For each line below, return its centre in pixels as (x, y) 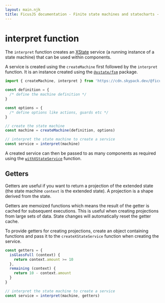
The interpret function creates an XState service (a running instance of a (80, 52)
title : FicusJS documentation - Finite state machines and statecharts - (82, 14)
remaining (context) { (33, 269)
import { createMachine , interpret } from (49, 81)
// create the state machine (35, 126)
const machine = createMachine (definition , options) (60, 131)
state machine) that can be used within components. (58, 57)
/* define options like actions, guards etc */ (59, 112)
